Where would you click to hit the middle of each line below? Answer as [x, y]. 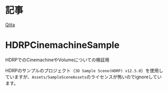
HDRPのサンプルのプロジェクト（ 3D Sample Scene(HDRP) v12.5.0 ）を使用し [84, 70]
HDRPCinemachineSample [62, 45]
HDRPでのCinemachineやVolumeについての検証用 [57, 60]
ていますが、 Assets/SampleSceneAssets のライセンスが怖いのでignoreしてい [83, 77]
